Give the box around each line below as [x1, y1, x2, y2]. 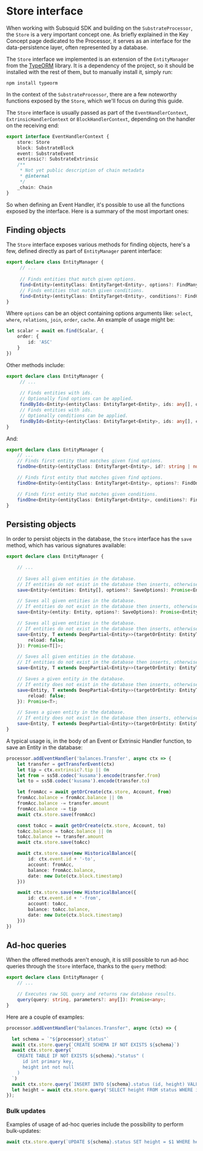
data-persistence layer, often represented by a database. [6, 44, 148, 51]
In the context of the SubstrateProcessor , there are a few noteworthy [6, 90, 177, 98]
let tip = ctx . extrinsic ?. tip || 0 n [17, 766, 110, 773]
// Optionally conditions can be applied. [19, 413, 129, 419]
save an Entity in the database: [6, 743, 83, 751]
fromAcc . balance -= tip [17, 806, 77, 812]
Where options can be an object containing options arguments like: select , [6, 309, 193, 317]
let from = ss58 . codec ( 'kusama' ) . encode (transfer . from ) [17, 772, 161, 778]
